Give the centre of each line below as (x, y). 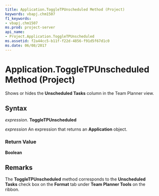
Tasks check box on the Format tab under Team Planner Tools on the (75, 184)
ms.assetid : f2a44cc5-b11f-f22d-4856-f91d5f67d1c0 (57, 41)
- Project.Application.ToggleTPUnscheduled (50, 37)
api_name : (15, 32)
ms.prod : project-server (30, 28)
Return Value (21, 142)
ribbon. (12, 190)
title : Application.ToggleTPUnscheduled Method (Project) (65, 9)
